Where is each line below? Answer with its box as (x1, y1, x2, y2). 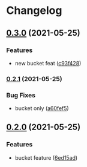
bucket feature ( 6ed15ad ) (14, 154, 78, 161)
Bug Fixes (6, 91, 36, 99)
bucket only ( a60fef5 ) (14, 105, 69, 112)
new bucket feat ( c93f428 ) (14, 59, 82, 67)
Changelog (6, 4, 62, 18)
